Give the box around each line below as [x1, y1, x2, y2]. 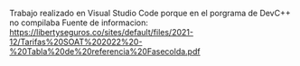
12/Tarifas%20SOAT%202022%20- [9, 36, 143, 47]
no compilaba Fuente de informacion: [9, 17, 149, 28]
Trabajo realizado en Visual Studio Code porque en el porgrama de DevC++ [9, 8, 291, 18]
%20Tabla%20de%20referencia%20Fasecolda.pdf [9, 46, 201, 57]
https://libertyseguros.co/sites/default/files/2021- [9, 27, 194, 37]
